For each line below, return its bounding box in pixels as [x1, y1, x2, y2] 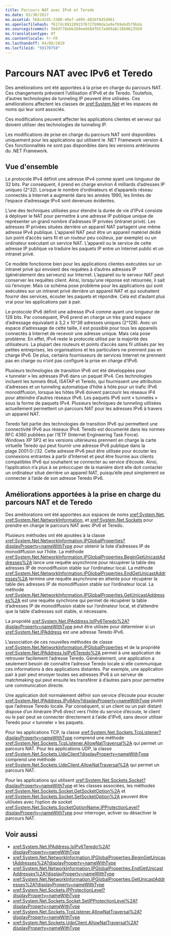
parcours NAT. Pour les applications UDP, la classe [5, 745, 112, 752]
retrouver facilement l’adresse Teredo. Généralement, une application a [5, 655, 155, 662]
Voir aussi [5, 830, 38, 838]
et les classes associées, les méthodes [73, 783, 155, 789]
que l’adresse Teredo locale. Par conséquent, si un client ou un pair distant [5, 703, 162, 709]
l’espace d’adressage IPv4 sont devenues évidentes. [5, 198, 116, 204]
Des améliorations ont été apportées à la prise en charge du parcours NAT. [5, 84, 162, 90]
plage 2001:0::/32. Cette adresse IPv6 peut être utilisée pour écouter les [5, 448, 157, 454]
